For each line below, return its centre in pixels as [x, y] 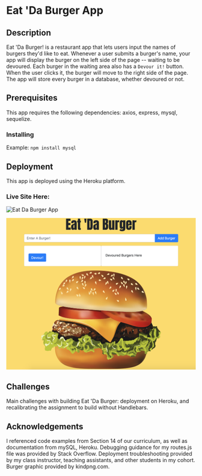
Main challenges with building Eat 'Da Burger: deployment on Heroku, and [98, 401]
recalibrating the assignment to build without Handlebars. [77, 407]
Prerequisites [32, 98]
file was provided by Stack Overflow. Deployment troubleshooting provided [99, 453]
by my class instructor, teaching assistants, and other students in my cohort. [101, 460]
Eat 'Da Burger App [55, 11]
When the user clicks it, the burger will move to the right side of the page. [97, 73]
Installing [20, 134]
